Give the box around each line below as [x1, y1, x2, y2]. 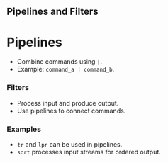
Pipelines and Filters [6, 6, 99, 18]
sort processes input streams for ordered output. [16, 147, 161, 156]
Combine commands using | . [16, 57, 103, 66]
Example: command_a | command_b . [16, 65, 115, 74]
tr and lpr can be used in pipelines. [16, 140, 123, 148]
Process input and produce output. [16, 99, 119, 107]
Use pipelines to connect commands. [16, 106, 126, 115]
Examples [6, 124, 42, 134]
